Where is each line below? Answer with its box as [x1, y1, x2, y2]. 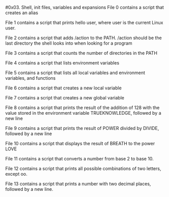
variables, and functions [5, 75, 56, 81]
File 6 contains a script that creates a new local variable [5, 85, 122, 91]
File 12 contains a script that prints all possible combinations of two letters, [5, 166, 161, 172]
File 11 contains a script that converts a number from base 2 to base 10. [5, 156, 154, 161]
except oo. [5, 171, 28, 177]
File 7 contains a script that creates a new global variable [5, 95, 124, 101]
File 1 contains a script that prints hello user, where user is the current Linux [5, 20, 163, 25]
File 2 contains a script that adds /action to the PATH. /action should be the [5, 35, 162, 41]
